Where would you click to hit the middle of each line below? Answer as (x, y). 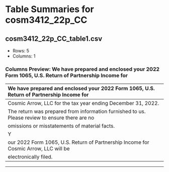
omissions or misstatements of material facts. (61, 126)
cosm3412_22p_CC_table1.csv (54, 39)
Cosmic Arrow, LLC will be (39, 149)
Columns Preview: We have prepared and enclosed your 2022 (82, 69)
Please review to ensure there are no (51, 118)
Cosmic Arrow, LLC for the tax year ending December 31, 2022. (83, 103)
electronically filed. (30, 157)
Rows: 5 (21, 51)
